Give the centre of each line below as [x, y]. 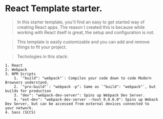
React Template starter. [54, 9]
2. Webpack [16, 69]
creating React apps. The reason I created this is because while [81, 27]
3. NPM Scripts [20, 74]
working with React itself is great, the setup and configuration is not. [86, 32]
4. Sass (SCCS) [20, 112]
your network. [20, 108]
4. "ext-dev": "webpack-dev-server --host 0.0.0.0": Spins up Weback [86, 99]
